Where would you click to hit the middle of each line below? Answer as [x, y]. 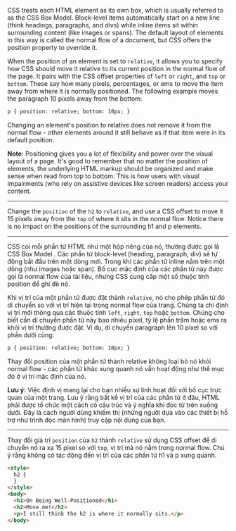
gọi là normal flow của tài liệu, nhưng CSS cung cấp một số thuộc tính [108, 276]
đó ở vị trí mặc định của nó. [47, 376]
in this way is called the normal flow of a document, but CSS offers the [109, 40]
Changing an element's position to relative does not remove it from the [109, 125]
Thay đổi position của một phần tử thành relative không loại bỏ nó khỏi [109, 361]
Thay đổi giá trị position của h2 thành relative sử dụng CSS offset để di [112, 440]
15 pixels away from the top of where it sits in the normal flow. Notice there [115, 218]
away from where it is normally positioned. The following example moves [113, 91]
